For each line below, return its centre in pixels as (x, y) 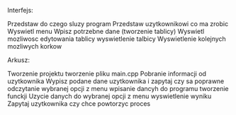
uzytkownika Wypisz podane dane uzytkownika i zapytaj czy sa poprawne (116, 81)
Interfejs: (20, 10)
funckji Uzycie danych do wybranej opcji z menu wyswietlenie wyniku (109, 96)
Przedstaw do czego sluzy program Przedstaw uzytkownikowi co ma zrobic (118, 24)
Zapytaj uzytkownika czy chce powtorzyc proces (79, 104)
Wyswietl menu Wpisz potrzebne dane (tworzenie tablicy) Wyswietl (106, 31)
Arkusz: (19, 60)
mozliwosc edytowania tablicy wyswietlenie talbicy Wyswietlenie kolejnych (117, 39)
